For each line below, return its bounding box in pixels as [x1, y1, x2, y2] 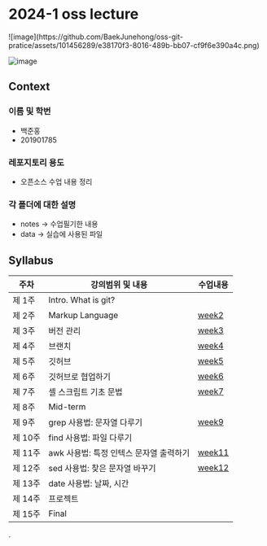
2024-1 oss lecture [8, 5, 139, 24]
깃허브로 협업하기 [48, 371, 112, 382]
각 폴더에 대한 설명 [8, 199, 77, 210]
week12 [197, 462, 230, 474]
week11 [197, 447, 230, 458]
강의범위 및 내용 [90, 279, 148, 290]
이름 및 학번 [8, 106, 51, 117]
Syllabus [8, 253, 55, 267]
